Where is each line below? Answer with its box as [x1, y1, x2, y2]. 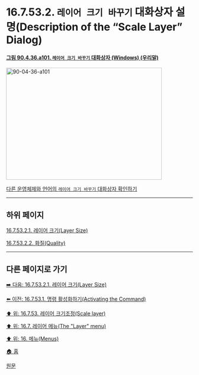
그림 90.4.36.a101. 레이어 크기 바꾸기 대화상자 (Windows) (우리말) [6, 54, 159, 61]
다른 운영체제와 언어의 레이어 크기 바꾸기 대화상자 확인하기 [6, 185, 137, 193]
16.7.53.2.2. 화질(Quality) [6, 240, 66, 247]
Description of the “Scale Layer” [20, 20, 182, 34]
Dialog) [6, 33, 43, 47]
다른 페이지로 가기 [6, 264, 68, 274]
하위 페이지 [6, 210, 44, 220]
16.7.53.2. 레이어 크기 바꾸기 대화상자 [6, 5, 174, 19]
